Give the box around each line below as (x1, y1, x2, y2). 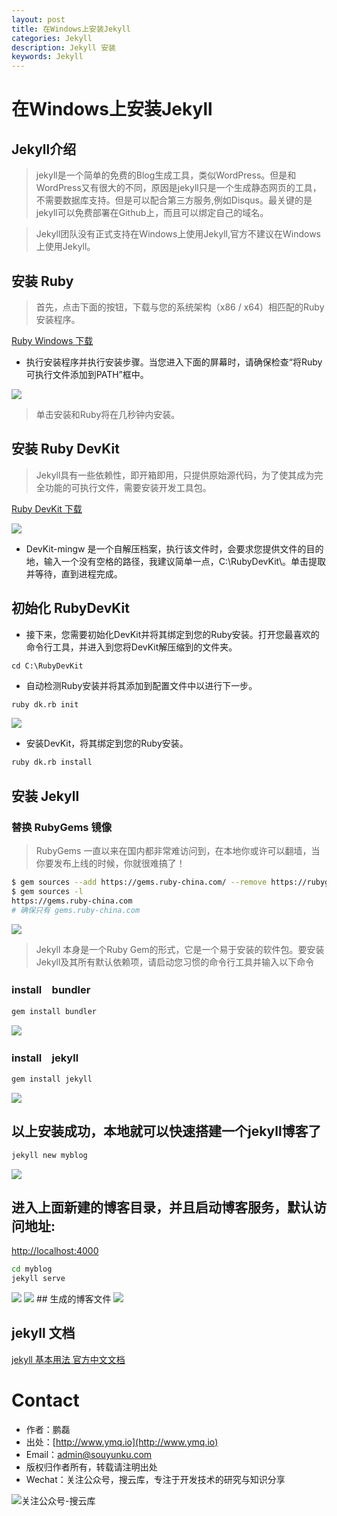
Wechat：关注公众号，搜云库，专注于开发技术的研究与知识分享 (25, 1473, 286, 1485)
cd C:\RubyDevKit (11, 661, 84, 671)
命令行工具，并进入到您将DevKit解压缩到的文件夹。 (25, 641, 238, 653)
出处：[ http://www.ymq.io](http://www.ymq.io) (25, 1436, 219, 1448)
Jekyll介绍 (11, 141, 77, 158)
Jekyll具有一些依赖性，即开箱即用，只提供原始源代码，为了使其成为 (35, 469, 315, 481)
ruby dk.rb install (11, 757, 93, 768)
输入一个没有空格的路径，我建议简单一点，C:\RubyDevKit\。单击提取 (43, 555, 327, 567)
